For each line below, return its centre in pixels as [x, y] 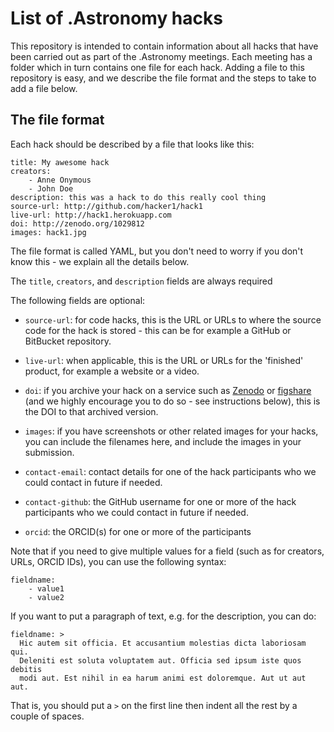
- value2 [46, 597]
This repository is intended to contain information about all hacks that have [164, 46]
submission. [49, 452]
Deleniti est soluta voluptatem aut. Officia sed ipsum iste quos [160, 660]
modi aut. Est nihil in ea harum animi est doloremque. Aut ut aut [163, 678]
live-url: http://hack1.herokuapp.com [91, 215]
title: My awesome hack [60, 162]
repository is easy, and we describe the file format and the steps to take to [163, 78]
